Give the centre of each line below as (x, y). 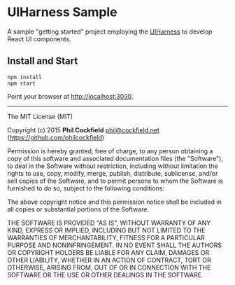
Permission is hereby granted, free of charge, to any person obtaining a (110, 151)
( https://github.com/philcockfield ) (56, 137)
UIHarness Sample (62, 12)
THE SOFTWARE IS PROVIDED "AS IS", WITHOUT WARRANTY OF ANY (109, 223)
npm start (22, 83)
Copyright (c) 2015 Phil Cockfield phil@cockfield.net (83, 130)
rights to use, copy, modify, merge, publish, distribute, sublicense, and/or (113, 173)
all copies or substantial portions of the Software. (78, 209)
